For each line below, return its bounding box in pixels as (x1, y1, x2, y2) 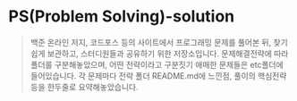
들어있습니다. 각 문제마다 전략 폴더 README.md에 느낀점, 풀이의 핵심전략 (30, 70, 287, 81)
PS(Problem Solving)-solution (8, 6, 235, 27)
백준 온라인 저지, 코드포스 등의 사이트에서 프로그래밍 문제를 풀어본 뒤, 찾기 (30, 37, 288, 47)
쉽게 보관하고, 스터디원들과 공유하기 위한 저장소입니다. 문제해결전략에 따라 (30, 47, 289, 59)
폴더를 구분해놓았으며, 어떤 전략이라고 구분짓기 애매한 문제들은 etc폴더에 (30, 59, 284, 70)
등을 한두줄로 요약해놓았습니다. (30, 81, 140, 92)
